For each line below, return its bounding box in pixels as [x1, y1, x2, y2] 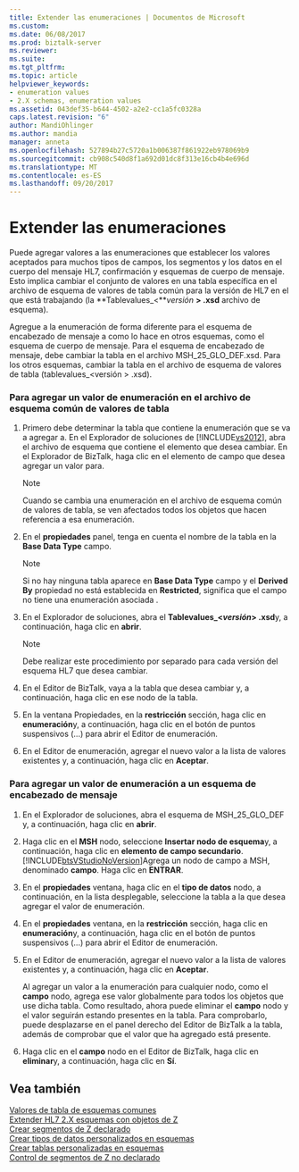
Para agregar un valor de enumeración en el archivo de [9, 390, 252, 403]
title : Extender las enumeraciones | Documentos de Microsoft [9, 13, 245, 22]
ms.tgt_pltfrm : [9, 63, 66, 72]
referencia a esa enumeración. [21, 515, 136, 525]
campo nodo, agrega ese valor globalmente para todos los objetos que [21, 991, 284, 1001]
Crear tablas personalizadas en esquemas [9, 1143, 164, 1153]
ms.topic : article [9, 71, 78, 80]
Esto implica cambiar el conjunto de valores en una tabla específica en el [9, 276, 278, 287]
